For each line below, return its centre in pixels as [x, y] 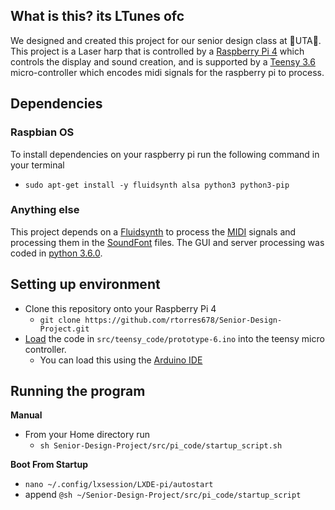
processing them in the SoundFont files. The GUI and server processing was [167, 242]
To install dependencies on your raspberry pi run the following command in [165, 154]
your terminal [37, 165]
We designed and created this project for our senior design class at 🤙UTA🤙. [166, 40]
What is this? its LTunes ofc [97, 16]
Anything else [45, 210]
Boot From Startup [49, 465]
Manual [26, 415]
